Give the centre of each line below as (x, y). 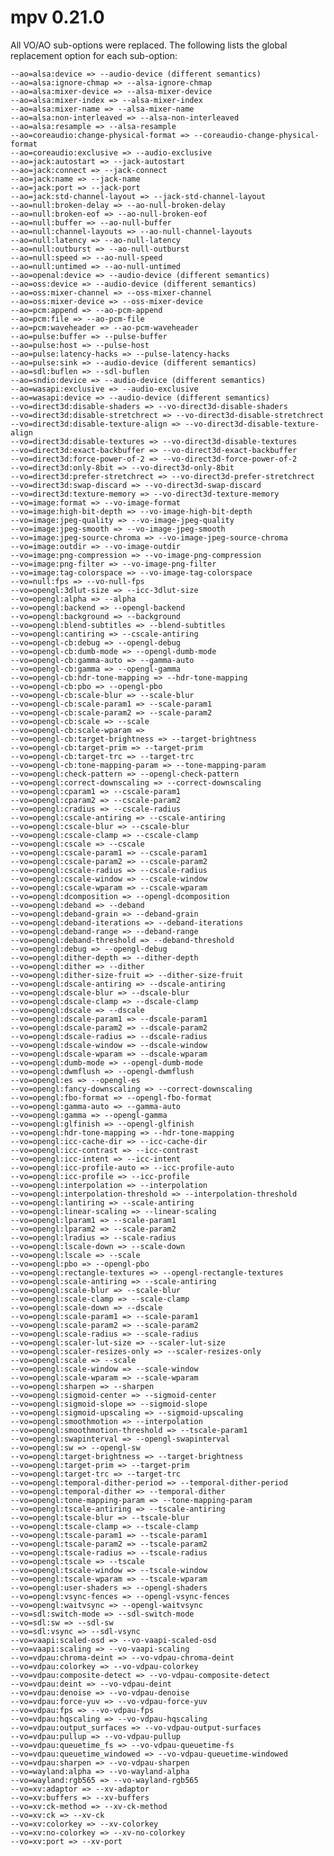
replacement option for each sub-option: (94, 55)
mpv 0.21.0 (57, 17)
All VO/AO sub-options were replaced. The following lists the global (149, 45)
